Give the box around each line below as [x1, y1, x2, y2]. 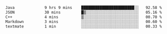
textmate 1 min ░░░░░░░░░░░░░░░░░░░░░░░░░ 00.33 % [5, 23, 162, 29]
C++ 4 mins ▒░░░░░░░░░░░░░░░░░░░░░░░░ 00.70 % [5, 14, 162, 19]
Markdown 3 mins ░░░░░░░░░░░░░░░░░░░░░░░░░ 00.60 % [5, 19, 162, 24]
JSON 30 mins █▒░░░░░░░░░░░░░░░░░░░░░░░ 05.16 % [5, 9, 162, 15]
